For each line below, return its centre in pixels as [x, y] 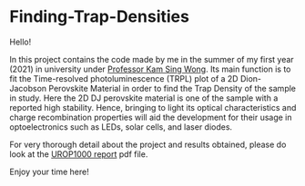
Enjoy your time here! [49, 171]
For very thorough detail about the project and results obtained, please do [148, 144]
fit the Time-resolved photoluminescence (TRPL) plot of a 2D [124, 78]
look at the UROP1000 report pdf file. [79, 154]
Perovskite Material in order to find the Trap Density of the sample [173, 88]
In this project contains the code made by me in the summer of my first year [152, 59]
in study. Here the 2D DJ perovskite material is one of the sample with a [144, 98]
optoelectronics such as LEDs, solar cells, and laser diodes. [121, 127]
